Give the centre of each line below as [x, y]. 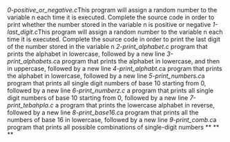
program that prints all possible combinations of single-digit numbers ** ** [113, 127]
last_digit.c [22, 32]
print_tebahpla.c [30, 105]
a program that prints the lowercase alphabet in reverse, [135, 105]
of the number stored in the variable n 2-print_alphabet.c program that [107, 47]
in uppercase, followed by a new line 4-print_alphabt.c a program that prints [115, 69]
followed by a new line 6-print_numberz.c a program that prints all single [111, 90]
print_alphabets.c [32, 61]
